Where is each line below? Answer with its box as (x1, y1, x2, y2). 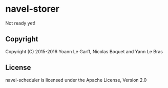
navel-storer (5, 3, 60, 15)
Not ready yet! (5, 20, 36, 26)
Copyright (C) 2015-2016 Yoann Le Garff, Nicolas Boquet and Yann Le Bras (5, 48, 163, 54)
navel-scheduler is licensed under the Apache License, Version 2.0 (5, 77, 147, 83)
